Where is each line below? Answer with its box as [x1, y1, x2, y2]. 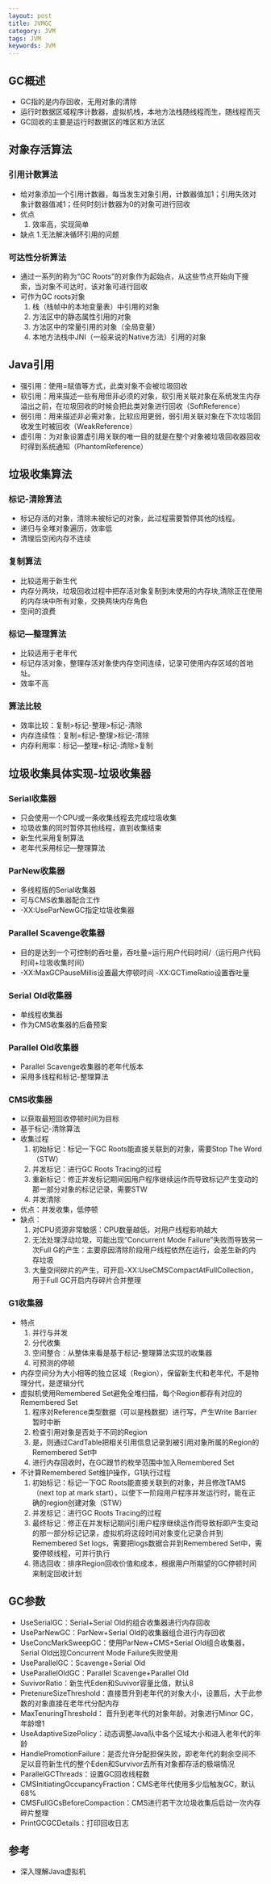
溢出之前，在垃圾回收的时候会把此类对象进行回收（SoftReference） [19, 401, 244, 410]
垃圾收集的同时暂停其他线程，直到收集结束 [19, 823, 162, 832]
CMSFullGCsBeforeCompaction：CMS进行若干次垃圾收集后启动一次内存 [19, 1798, 261, 1807]
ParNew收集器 [8, 865, 65, 877]
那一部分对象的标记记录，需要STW [31, 1184, 148, 1194]
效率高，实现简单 [31, 219, 90, 229]
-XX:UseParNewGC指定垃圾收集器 [19, 906, 135, 915]
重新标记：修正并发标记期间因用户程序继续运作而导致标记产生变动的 [31, 1175, 259, 1184]
